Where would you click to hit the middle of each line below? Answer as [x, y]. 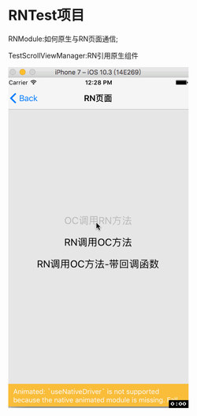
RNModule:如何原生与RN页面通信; [63, 39]
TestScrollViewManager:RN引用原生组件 [73, 55]
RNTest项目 [46, 15]
